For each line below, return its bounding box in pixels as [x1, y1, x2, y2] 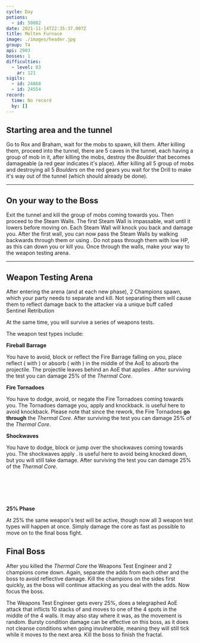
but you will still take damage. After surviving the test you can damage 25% [6, 456, 192, 463]
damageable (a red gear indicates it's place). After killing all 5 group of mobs [6, 160, 194, 167]
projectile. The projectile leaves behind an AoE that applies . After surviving [6, 366, 190, 373]
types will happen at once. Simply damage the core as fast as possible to [6, 523, 186, 530]
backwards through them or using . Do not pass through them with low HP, [6, 237, 189, 244]
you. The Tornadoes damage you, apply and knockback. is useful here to [6, 401, 186, 409]
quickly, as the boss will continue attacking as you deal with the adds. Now [6, 581, 190, 588]
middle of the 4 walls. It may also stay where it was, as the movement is [6, 612, 182, 619]
